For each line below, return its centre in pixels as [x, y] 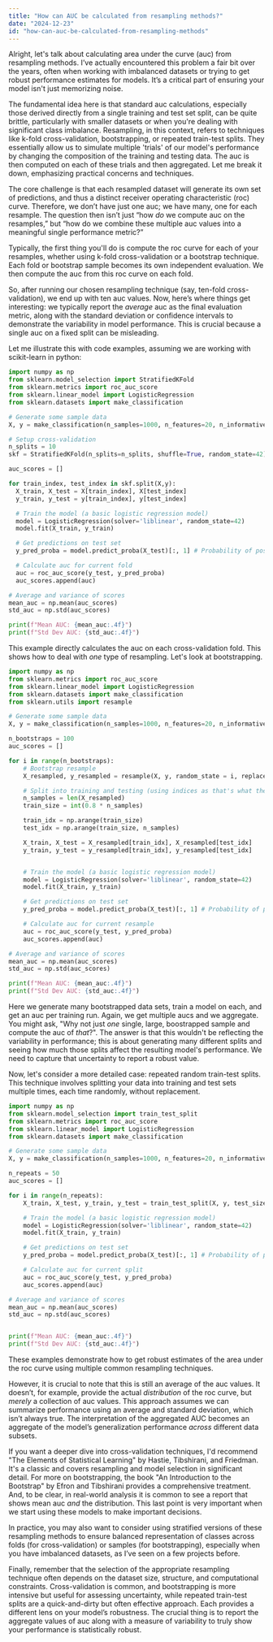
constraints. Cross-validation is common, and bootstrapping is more [122, 1586]
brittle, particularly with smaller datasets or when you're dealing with [123, 122]
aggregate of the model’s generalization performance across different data [134, 1427]
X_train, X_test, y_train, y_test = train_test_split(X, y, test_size [145, 1203]
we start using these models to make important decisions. [105, 1512]
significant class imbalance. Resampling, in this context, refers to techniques [136, 130]
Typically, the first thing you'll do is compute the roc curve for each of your [134, 248]
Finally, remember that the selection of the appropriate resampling [119, 1569]
